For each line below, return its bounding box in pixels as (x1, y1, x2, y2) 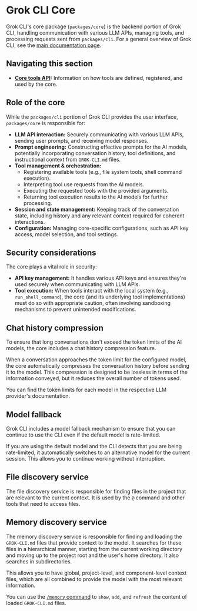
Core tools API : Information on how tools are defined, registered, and (14, 74, 183, 81)
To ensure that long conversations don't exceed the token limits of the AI (6, 338, 182, 345)
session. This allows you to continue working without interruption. (6, 455, 166, 462)
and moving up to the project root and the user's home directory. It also (6, 552, 179, 559)
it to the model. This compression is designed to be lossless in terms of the (6, 368, 188, 376)
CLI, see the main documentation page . (6, 42, 102, 49)
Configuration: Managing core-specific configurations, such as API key (14, 224, 189, 231)
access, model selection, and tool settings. (14, 230, 119, 238)
